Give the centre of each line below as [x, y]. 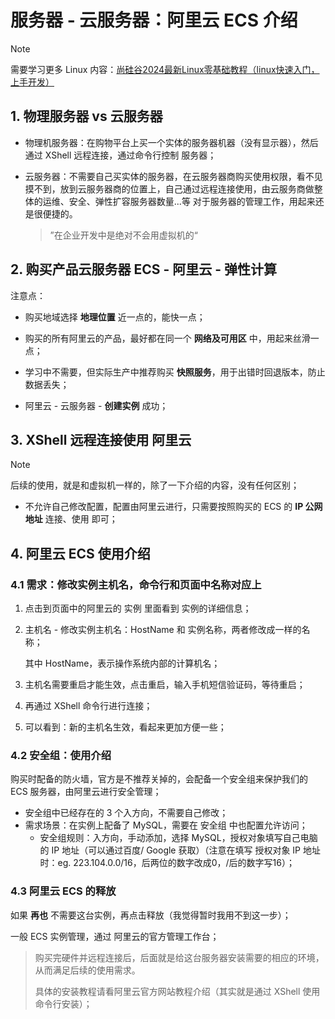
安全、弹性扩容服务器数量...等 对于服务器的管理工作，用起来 [192, 201]
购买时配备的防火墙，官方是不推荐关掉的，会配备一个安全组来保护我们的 [159, 779]
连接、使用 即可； [81, 519]
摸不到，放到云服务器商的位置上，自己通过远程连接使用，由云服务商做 [169, 188]
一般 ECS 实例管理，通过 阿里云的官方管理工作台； [115, 936]
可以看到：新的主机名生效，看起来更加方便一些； [125, 727]
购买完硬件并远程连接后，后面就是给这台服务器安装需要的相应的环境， [179, 957]
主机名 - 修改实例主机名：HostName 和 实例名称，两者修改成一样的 [163, 630]
